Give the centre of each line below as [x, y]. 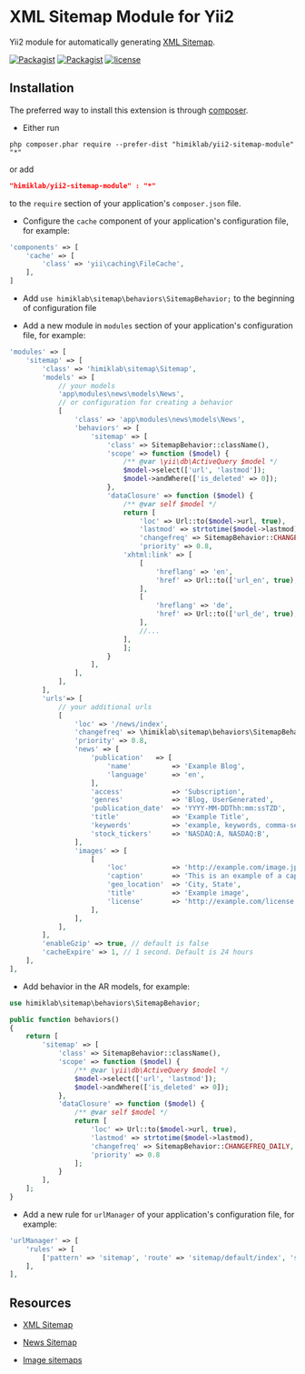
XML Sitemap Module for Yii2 [122, 17]
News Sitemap [49, 1342]
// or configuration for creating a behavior [145, 403]
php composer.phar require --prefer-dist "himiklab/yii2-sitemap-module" [152, 144]
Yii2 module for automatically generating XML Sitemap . [113, 42]
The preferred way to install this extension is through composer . [129, 110]
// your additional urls [105, 707]
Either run [41, 127]
